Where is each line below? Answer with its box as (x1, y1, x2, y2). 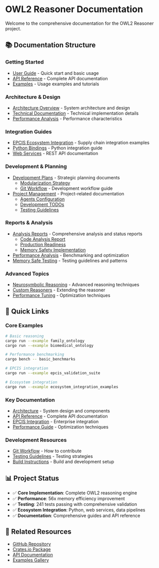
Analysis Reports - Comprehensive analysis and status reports (12, 231, 143, 237)
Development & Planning (5, 163, 67, 170)
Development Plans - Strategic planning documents (12, 174, 120, 180)
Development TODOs (20, 201, 65, 208)
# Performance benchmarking (5, 352, 65, 357)
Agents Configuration (20, 196, 65, 202)
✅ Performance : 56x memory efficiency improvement (12, 496, 125, 502)
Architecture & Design (5, 93, 61, 100)
